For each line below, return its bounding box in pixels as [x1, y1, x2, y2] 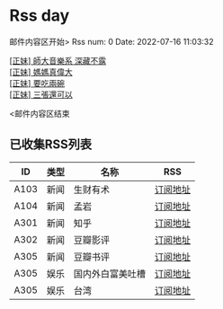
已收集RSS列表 [9, 137, 93, 153]
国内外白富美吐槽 [73, 267, 147, 279]
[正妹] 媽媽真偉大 [9, 66, 74, 77]
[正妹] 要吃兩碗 [9, 77, 66, 88]
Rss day [9, 5, 70, 26]
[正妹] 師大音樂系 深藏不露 [9, 55, 107, 66]
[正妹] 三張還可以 [9, 89, 74, 100]
